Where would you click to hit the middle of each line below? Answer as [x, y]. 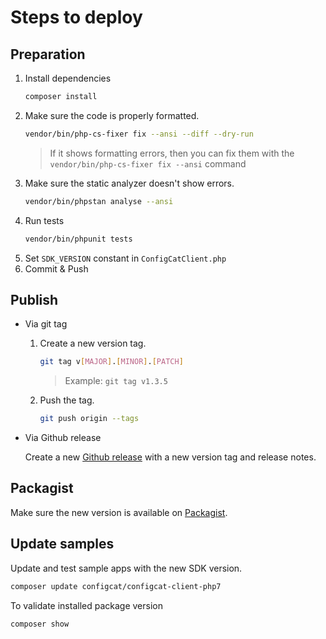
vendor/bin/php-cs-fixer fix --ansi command [148, 163]
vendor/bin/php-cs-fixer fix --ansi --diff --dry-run [139, 134]
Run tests [44, 220]
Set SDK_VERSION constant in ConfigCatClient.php [125, 258]
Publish [34, 299]
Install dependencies [68, 78]
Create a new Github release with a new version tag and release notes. [170, 457]
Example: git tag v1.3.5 [116, 381]
